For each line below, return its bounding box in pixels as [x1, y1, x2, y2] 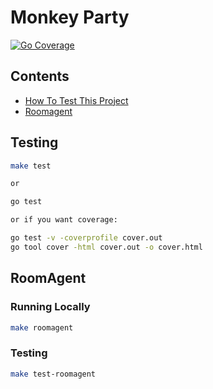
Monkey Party [10, 6, 130, 29]
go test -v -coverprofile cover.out [10, 233, 163, 243]
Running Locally [10, 300, 91, 314]
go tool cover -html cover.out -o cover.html [10, 242, 203, 252]
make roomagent [10, 322, 74, 333]
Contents [10, 68, 70, 85]
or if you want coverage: [10, 215, 118, 225]
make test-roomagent [10, 369, 97, 379]
